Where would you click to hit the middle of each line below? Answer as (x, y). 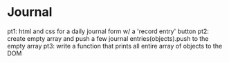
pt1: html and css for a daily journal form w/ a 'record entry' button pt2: (108, 31)
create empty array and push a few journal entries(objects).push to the (108, 38)
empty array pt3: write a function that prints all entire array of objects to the (115, 46)
